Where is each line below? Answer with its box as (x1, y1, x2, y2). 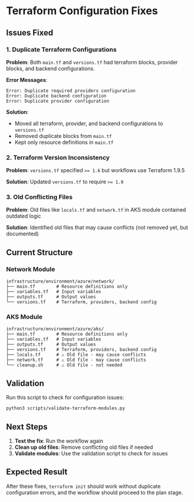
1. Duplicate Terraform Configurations (6, 45, 117, 54)
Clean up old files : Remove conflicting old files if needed (14, 444, 153, 451)
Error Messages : (6, 76, 48, 83)
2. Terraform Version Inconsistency (6, 153, 110, 162)
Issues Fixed (6, 28, 54, 38)
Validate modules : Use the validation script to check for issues (14, 449, 168, 457)
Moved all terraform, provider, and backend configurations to (14, 120, 163, 127)
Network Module (6, 265, 55, 273)
